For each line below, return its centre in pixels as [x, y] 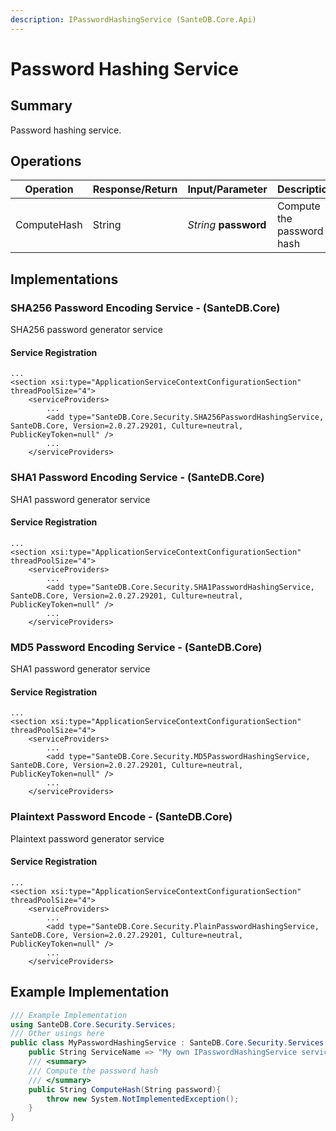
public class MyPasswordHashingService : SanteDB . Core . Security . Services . [169, 1043]
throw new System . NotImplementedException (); [143, 1099]
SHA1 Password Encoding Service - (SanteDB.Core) [137, 478]
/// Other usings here [57, 1034]
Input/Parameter [227, 189]
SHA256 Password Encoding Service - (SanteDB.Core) [145, 308]
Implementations [64, 279]
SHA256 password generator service [86, 330]
